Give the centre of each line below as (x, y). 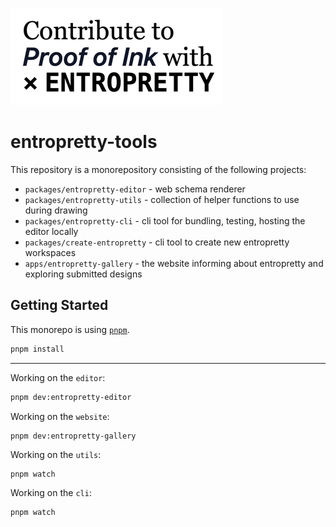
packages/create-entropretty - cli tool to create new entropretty (157, 242)
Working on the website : (60, 416)
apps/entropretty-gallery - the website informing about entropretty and (174, 263)
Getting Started (59, 305)
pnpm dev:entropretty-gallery (73, 436)
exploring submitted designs (83, 274)
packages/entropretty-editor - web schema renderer (135, 189)
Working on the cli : (51, 493)
